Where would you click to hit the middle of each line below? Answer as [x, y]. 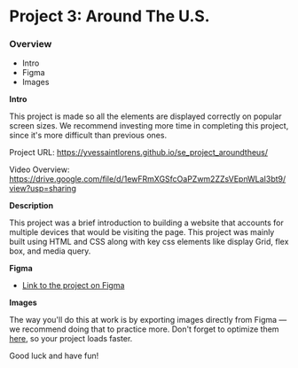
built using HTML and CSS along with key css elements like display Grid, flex [149, 242]
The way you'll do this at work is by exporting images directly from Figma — [148, 320]
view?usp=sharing [43, 189]
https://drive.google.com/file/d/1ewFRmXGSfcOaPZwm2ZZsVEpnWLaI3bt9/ [148, 179]
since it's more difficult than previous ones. [88, 136]
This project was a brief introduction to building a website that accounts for [146, 223]
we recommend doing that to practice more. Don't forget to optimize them [144, 329]
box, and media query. [50, 251]
